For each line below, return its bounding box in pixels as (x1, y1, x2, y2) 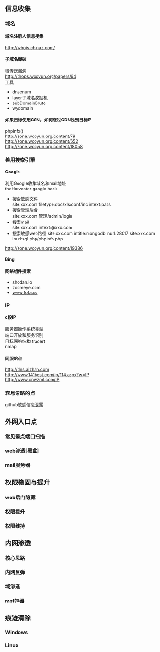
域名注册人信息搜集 (5, 33, 44, 39)
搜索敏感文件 (12, 196, 38, 202)
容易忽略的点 (5, 390, 36, 397)
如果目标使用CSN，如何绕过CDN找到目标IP (5, 117, 92, 123)
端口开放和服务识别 (5, 332, 44, 338)
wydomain (12, 105, 33, 111)
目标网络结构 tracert (5, 338, 45, 344)
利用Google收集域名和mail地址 (5, 180, 67, 186)
